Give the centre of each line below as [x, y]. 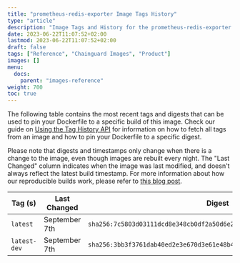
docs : [22, 74]
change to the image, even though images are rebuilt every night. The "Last [119, 159]
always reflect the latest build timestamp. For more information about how [116, 174]
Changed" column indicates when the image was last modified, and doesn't [119, 166]
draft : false [27, 47]
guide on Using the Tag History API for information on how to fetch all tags [117, 129]
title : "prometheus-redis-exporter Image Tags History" [92, 14]
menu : [15, 67]
